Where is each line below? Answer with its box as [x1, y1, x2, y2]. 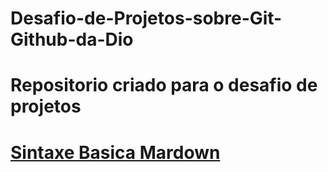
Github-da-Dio [10, 28, 134, 51]
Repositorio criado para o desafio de [10, 74, 318, 97]
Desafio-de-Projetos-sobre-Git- [10, 7, 283, 30]
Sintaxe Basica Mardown [10, 141, 221, 164]
